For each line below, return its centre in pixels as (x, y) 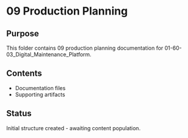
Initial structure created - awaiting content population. (73, 128)
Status (19, 113)
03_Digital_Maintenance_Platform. (49, 54)
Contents (24, 74)
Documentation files (40, 88)
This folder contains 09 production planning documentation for (85, 48)
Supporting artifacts (40, 94)
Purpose (23, 34)
